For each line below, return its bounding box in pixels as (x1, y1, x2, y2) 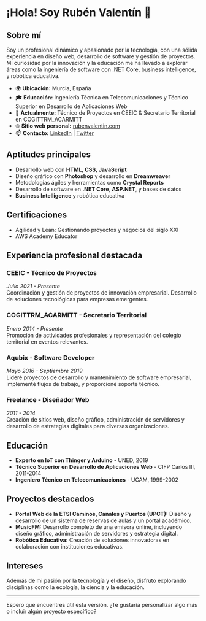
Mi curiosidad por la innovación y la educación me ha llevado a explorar (6, 60, 188, 66)
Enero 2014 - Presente (6, 325, 63, 332)
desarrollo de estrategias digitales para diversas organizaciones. (6, 423, 170, 430)
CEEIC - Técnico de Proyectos (6, 268, 97, 277)
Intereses (6, 561, 44, 571)
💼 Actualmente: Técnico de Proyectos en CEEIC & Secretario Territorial (15, 109, 196, 116)
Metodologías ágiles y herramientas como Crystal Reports (15, 179, 164, 186)
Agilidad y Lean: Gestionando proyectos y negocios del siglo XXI (15, 226, 179, 233)
